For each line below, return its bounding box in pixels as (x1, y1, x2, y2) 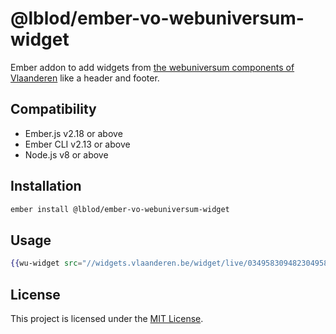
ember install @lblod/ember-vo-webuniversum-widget (10, 204, 230, 214)
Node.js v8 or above (24, 148, 109, 161)
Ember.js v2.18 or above (24, 127, 123, 139)
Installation (10, 178, 82, 195)
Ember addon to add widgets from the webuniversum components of (10, 61, 295, 73)
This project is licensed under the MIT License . (10, 312, 204, 324)
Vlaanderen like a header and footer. (10, 72, 160, 84)
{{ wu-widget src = (10, 258, 83, 269)
